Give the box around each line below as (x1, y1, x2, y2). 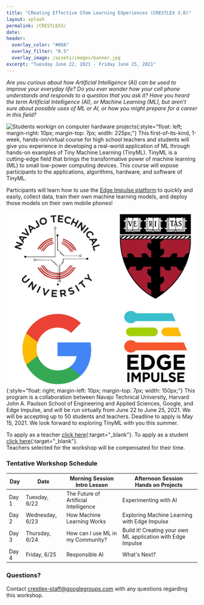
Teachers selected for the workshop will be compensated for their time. (6, 444, 185, 452)
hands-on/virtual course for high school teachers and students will (22, 136, 189, 143)
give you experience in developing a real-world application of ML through (6, 142, 190, 149)
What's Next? (122, 551, 156, 558)
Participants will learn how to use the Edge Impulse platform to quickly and (6, 186, 193, 194)
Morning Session (69, 475, 114, 482)
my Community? (66, 536, 107, 544)
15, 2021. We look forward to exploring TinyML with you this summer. (6, 419, 178, 427)
